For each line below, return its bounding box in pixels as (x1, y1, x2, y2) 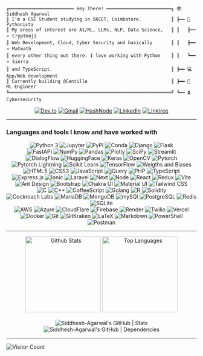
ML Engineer (6, 84, 36, 90)
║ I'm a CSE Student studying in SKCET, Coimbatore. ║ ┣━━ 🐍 (6, 16, 190, 22)
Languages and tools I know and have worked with (6, 128, 158, 136)
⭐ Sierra (6, 59, 29, 65)
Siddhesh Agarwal (6, 11, 50, 17)
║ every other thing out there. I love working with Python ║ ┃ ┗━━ (6, 53, 196, 59)
